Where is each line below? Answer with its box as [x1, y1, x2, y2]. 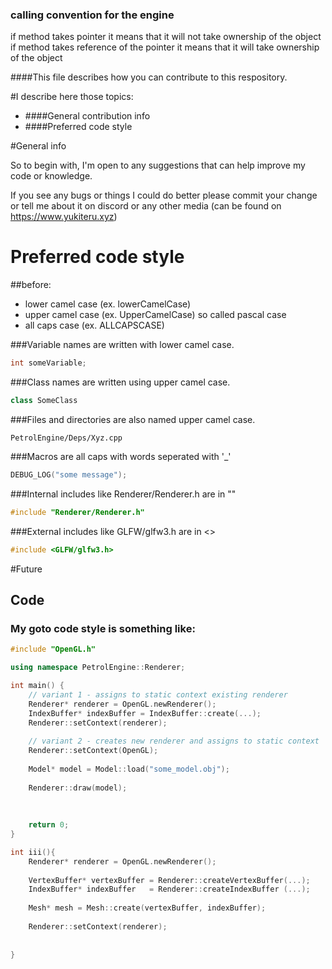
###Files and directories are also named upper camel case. [10, 413, 256, 425]
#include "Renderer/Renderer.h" [10, 507, 145, 517]
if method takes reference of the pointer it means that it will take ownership [10, 41, 320, 53]
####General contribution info [24, 110, 151, 122]
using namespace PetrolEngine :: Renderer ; [10, 663, 186, 673]
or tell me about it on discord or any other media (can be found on [10, 200, 282, 212]
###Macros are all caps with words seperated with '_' [10, 450, 232, 462]
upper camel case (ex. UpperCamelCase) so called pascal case [24, 309, 287, 321]
